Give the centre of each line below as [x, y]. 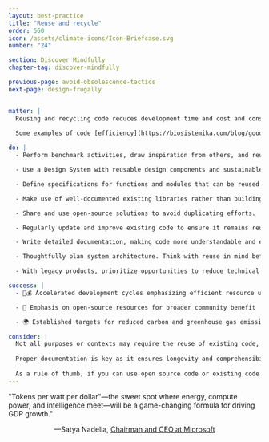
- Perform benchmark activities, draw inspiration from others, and [132, 156]
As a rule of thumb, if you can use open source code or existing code [138, 374]
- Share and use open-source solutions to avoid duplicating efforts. [136, 213]
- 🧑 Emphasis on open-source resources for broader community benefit [136, 307]
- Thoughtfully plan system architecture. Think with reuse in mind [132, 257]
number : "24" [30, 46]
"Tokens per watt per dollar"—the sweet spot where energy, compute [123, 396]
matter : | [25, 111]
